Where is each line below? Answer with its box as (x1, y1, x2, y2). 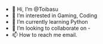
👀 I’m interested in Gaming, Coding (11, 12, 98, 19)
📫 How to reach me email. (11, 32, 77, 38)
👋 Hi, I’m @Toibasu (11, 6, 58, 12)
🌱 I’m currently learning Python (11, 18, 88, 25)
